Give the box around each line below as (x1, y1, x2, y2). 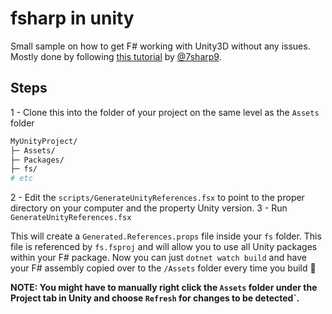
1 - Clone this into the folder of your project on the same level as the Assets (10, 106, 320, 118)
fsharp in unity (10, 7, 135, 30)
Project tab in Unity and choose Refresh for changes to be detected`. (10, 292, 300, 304)
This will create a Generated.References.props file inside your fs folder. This (10, 230, 322, 242)
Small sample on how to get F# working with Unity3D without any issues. (10, 40, 311, 52)
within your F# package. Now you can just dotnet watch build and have (10, 252, 307, 264)
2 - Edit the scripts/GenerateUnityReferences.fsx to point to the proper (10, 192, 305, 204)
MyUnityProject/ (10, 136, 78, 146)
